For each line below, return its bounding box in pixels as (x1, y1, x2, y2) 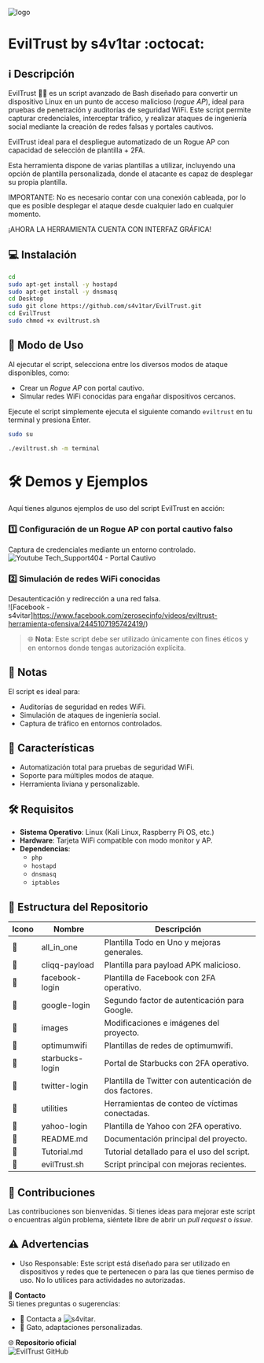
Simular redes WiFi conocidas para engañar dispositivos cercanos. (19, 391, 236, 401)
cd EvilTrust (8, 310, 51, 318)
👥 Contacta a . (19, 1313, 97, 1324)
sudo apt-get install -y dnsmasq (8, 288, 118, 296)
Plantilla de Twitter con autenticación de (104, 1075, 252, 1086)
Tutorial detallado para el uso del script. (104, 1146, 250, 1157)
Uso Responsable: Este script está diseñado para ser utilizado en (19, 1258, 230, 1268)
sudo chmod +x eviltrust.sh (8, 317, 101, 325)
